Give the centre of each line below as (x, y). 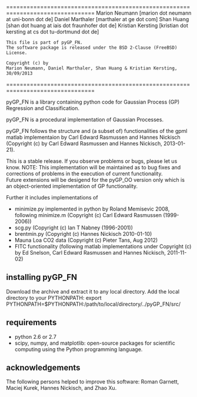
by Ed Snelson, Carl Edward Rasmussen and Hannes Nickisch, (90, 253)
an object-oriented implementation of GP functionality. (72, 186)
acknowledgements (43, 368)
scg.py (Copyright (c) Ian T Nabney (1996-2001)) (74, 228)
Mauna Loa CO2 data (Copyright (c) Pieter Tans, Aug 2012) (86, 240)
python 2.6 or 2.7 (36, 336)
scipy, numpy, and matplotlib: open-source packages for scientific (95, 343)
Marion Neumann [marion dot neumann (144, 13)
